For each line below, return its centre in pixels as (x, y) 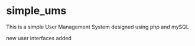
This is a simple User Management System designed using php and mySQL (97, 27)
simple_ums (36, 11)
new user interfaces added (39, 38)
